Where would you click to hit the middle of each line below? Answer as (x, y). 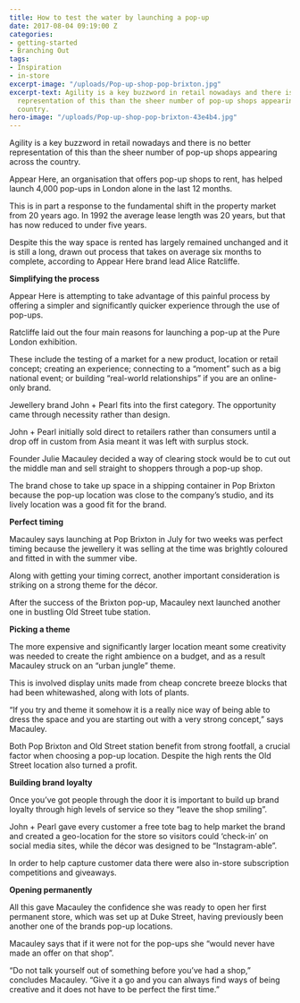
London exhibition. (43, 342)
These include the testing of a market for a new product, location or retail (144, 360)
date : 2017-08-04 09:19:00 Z (63, 26)
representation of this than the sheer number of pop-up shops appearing (143, 152)
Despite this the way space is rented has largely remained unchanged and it (149, 242)
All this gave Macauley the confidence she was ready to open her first (138, 907)
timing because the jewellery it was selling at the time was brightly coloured (149, 549)
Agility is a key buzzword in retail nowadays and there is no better (130, 143)
